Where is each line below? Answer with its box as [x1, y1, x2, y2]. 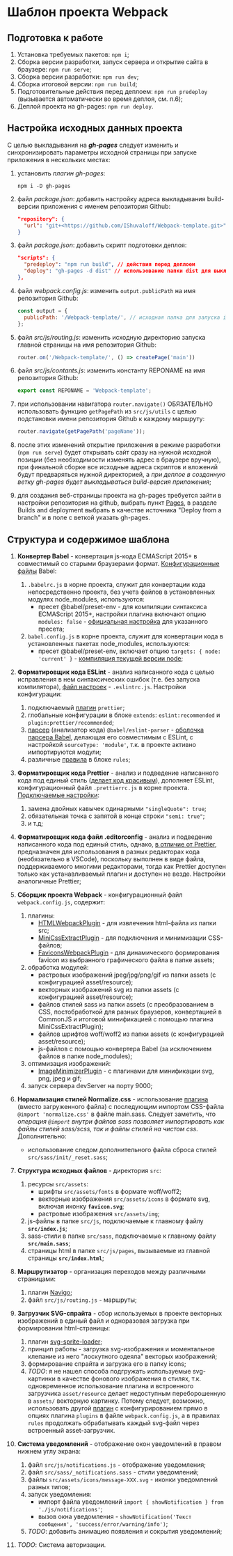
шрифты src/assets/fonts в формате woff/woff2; [38, 1188, 182, 1195]
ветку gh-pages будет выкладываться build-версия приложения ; [17, 478, 211, 486]
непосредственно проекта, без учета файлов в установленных [27, 588, 216, 596]
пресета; [38, 624, 65, 633]
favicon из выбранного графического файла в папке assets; [38, 956, 215, 964]
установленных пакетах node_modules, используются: [27, 640, 191, 647]
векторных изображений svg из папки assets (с [38, 986, 179, 993]
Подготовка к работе [7, 32, 104, 44]
